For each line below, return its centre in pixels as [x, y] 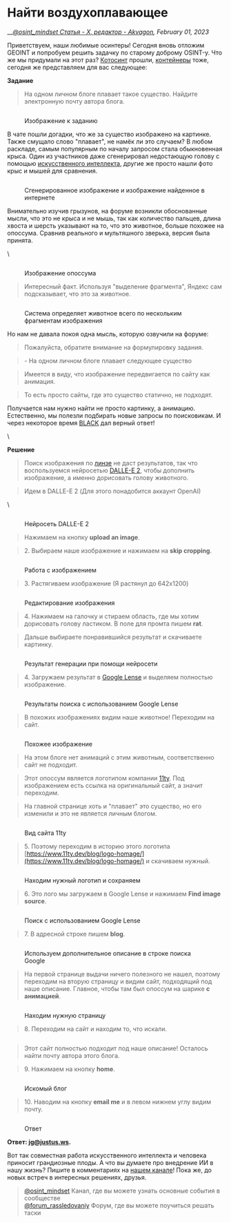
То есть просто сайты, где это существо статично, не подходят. [118, 394]
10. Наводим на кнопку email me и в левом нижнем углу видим [118, 1101]
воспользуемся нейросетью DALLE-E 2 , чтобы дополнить [109, 470]
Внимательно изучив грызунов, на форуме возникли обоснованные [107, 211]
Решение [21, 450]
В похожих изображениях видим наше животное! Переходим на [119, 717]
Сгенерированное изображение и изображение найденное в [114, 190]
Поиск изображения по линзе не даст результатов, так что [111, 463]
